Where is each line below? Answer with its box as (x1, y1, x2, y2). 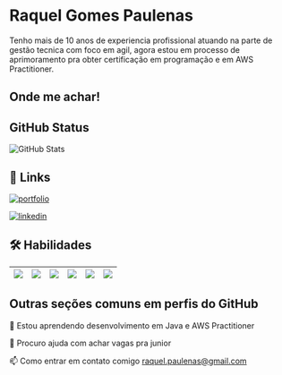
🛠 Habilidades (9, 238, 92, 253)
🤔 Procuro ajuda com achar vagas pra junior (9, 337, 172, 348)
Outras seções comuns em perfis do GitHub (9, 296, 259, 311)
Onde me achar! (9, 89, 101, 105)
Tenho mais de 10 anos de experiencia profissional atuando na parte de (9, 35, 273, 46)
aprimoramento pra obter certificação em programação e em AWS (9, 54, 254, 64)
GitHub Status (9, 120, 90, 135)
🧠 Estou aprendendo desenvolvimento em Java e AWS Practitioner (9, 320, 255, 331)
